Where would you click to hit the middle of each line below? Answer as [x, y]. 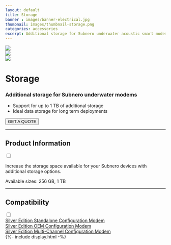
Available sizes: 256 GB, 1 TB [36, 181]
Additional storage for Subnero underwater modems [71, 95]
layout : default [22, 10]
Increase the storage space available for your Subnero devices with [76, 166]
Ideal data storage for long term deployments [60, 111]
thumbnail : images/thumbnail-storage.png [50, 24]
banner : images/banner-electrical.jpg [48, 19]
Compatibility [27, 202]
